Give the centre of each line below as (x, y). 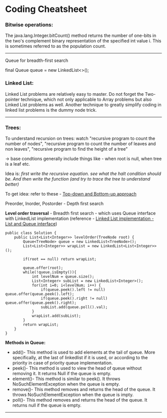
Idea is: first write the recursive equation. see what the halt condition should (83, 174)
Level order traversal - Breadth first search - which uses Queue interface (81, 213)
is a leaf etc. (18, 164)
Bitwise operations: (29, 25)
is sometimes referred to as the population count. (56, 46)
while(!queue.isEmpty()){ (50, 272)
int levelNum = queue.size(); (63, 277)
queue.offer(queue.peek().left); (40, 294)
